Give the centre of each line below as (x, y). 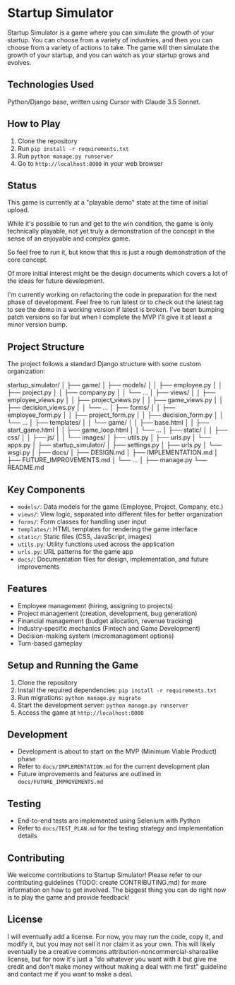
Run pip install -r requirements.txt (73, 148)
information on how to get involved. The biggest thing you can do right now (117, 890)
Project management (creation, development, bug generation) (107, 613)
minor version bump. (37, 325)
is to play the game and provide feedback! (68, 898)
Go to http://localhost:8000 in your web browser (90, 163)
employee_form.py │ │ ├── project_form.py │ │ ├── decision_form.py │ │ (116, 415)
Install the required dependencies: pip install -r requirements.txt (117, 690)
